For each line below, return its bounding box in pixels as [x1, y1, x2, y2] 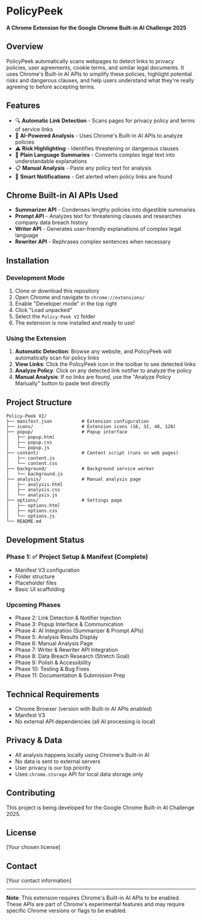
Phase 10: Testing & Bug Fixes [14, 666, 90, 673]
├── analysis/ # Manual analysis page [6, 476, 141, 482]
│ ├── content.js [6, 455, 55, 461]
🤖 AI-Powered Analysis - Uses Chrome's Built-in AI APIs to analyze [14, 132, 183, 139]
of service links [14, 125, 53, 133]
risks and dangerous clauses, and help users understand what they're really [6, 76, 194, 84]
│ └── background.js [6, 471, 63, 477]
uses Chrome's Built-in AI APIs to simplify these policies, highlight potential [6, 70, 192, 78]
